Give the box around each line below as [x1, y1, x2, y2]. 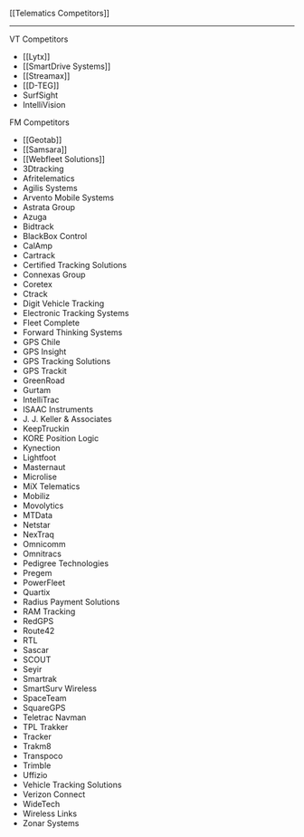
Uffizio [22, 770, 48, 780]
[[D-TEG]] [22, 81, 60, 91]
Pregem [22, 568, 52, 578]
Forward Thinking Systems [22, 327, 123, 338]
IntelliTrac [22, 394, 60, 405]
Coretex [22, 279, 52, 289]
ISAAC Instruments [22, 404, 93, 415]
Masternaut [22, 462, 66, 472]
